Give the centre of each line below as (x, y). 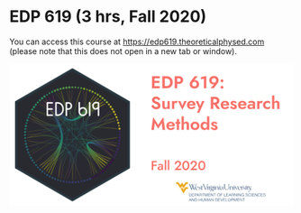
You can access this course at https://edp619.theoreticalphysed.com (137, 42)
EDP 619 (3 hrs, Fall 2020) (108, 17)
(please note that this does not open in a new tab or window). (123, 51)
